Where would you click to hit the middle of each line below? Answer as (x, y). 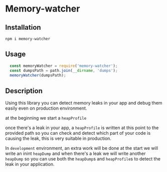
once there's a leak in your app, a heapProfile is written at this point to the (82, 128)
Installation (23, 27)
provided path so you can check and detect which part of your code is (78, 133)
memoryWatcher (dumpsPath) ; (38, 75)
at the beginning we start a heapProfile (46, 118)
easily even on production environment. (46, 108)
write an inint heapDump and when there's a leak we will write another (75, 153)
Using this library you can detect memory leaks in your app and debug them (84, 103)
